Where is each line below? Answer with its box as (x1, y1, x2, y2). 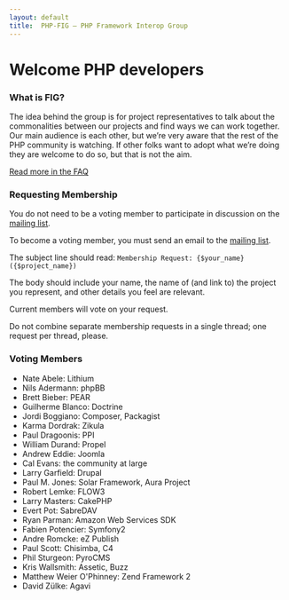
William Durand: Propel (21, 438, 106, 449)
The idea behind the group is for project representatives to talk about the (9, 111, 275, 122)
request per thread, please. (9, 330, 109, 342)
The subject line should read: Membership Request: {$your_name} (9, 252, 245, 263)
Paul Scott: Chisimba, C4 (21, 542, 113, 553)
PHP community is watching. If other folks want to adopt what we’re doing (9, 139, 280, 150)
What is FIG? (9, 91, 65, 103)
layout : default (9, 12, 69, 22)
